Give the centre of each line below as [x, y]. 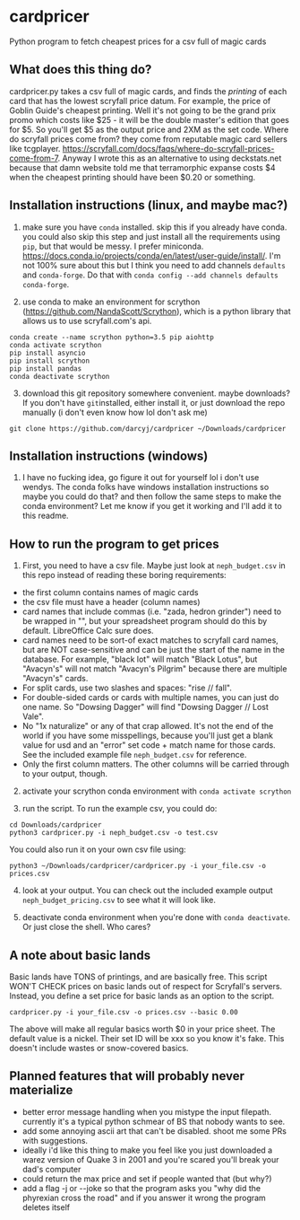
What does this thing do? [81, 70]
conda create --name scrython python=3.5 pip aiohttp [112, 337]
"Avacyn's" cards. [55, 679]
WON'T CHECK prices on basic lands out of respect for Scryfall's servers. [146, 986]
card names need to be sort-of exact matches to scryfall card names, [150, 640]
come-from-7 [34, 158]
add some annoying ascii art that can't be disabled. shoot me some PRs [154, 1131]
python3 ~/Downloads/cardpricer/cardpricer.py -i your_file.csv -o [138, 866]
